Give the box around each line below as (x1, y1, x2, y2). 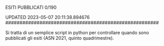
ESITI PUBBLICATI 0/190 (5, 5, 57, 10)
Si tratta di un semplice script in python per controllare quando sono (5, 30, 150, 35)
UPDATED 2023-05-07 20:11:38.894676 (5, 14, 90, 20)
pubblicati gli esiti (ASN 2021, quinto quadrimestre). (5, 35, 114, 41)
